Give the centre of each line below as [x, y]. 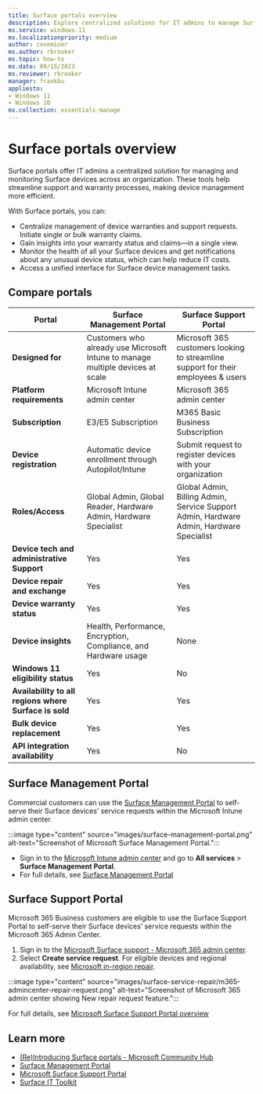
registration [34, 464]
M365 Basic [199, 412]
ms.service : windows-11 [47, 30]
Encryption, [108, 636]
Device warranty [44, 604]
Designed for [37, 357]
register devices [206, 454]
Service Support [207, 506]
